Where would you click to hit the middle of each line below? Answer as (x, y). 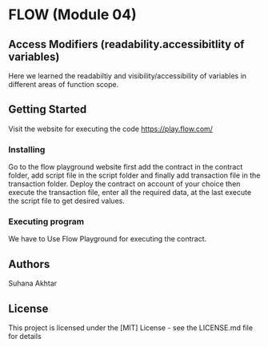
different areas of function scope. (64, 84)
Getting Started (48, 110)
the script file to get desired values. (67, 201)
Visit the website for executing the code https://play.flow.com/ (111, 129)
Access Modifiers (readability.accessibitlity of (126, 44)
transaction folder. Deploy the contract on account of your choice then (124, 184)
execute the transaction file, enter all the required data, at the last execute (130, 193)
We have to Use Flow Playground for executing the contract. (108, 239)
